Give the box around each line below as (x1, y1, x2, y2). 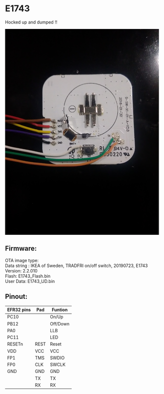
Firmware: (5, 245, 37, 253)
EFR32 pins (7, 307, 31, 313)
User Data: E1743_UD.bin (5, 278, 55, 284)
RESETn (7, 341, 23, 347)
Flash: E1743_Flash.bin (5, 273, 51, 279)
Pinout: (5, 293, 28, 301)
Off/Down (50, 320, 70, 326)
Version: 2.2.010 (5, 268, 38, 273)
